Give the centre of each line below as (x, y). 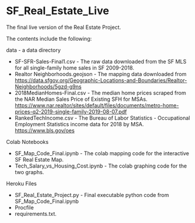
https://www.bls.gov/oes (45, 130)
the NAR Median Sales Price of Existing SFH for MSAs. (81, 99)
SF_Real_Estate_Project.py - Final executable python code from (92, 195)
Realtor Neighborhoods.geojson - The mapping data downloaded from (100, 74)
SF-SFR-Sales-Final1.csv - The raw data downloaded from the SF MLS (100, 61)
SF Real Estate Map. (39, 159)
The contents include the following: (49, 38)
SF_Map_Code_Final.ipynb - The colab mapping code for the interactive (102, 153)
